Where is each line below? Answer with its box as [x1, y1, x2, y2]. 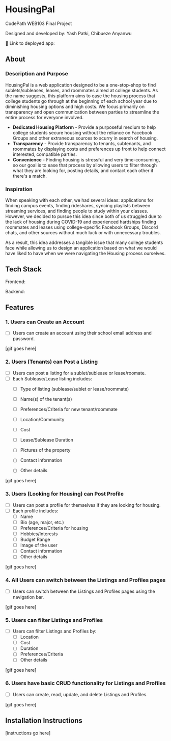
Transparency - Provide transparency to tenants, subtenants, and [12, 140, 151, 146]
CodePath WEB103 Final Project [5, 20, 72, 26]
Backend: [5, 288, 25, 294]
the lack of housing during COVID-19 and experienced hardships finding [5, 218, 157, 225]
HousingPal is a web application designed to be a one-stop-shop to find [5, 81, 156, 88]
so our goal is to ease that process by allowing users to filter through [12, 162, 157, 168]
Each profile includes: [12, 508, 59, 514]
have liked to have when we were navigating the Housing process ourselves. [5, 250, 166, 256]
